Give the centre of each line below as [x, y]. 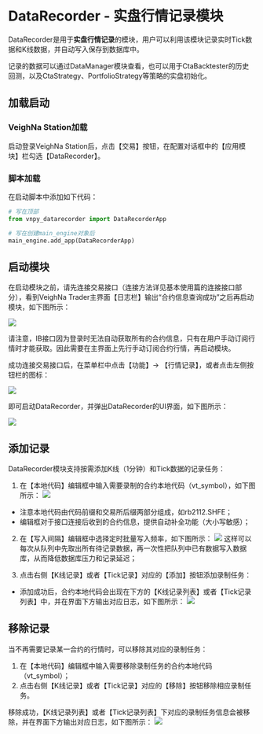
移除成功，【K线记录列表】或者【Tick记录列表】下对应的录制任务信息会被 [126, 712]
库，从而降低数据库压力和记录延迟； [78, 559]
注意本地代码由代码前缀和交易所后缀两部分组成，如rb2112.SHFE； [126, 512]
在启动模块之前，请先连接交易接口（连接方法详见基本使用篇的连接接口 [122, 287]
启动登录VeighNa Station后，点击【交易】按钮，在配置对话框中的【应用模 [127, 146]
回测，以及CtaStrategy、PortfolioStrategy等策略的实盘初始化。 [110, 76]
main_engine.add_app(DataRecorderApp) [71, 241]
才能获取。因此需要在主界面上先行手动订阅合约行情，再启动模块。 [128, 349]
